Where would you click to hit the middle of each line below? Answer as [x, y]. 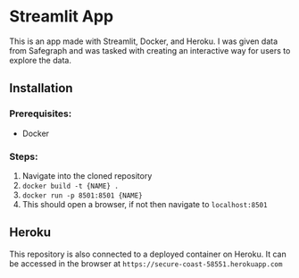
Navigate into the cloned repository [87, 175]
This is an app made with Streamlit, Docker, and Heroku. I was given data [144, 41]
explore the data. [40, 60]
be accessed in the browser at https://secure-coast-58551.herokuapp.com [146, 263]
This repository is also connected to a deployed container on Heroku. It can [148, 254]
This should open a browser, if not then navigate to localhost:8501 [145, 204]
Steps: [24, 156]
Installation [41, 88]
